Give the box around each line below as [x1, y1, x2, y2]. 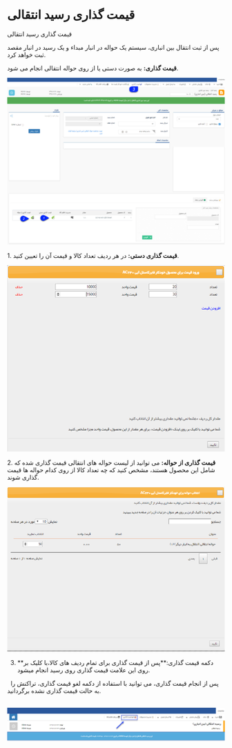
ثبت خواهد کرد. [7, 50, 46, 59]
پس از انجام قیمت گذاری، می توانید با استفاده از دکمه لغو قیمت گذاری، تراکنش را [10, 680, 219, 688]
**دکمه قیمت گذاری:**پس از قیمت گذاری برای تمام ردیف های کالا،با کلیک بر [17, 659, 214, 667]
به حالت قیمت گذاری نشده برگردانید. [7, 686, 101, 695]
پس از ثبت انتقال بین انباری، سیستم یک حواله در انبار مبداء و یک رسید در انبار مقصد [7, 43, 220, 51]
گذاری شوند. [7, 473, 39, 481]
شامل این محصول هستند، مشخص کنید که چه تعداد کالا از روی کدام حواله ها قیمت [7, 465, 215, 474]
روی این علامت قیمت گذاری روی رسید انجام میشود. [17, 666, 151, 674]
